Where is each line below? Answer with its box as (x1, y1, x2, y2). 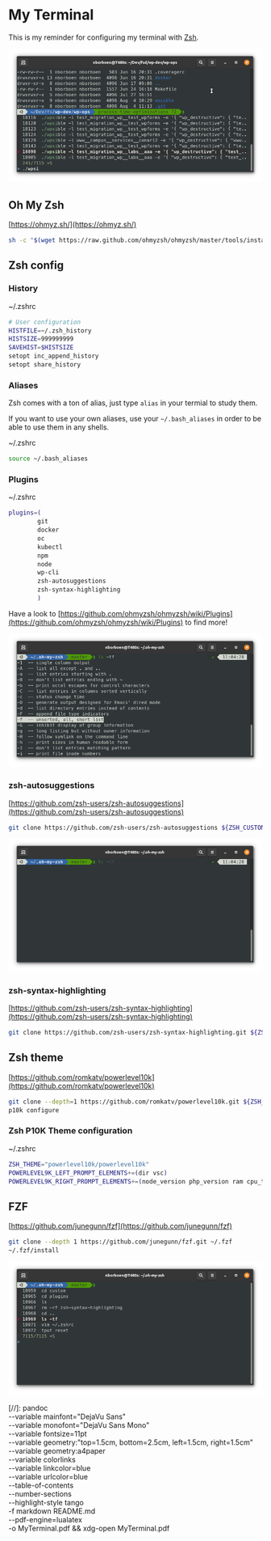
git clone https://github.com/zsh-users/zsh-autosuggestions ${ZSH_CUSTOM (8, 823, 265, 832)
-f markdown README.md (8, 1506, 96, 1516)
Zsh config (8, 259, 65, 273)
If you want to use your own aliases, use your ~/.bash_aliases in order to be (8, 414, 262, 424)
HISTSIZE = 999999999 (8, 335, 74, 343)
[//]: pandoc (8, 1403, 48, 1413)
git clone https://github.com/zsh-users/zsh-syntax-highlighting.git (8, 1029, 248, 1037)
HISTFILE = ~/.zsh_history (8, 326, 92, 335)
